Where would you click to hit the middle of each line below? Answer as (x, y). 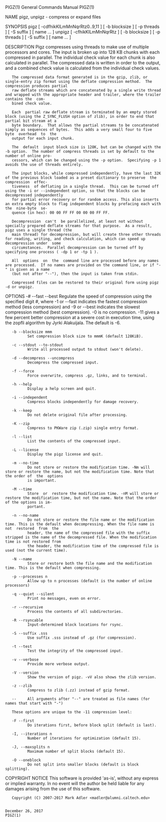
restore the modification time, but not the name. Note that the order (81, 498)
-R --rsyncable (27, 620)
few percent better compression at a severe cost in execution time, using (80, 317)
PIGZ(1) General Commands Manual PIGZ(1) (50, 7)
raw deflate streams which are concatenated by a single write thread (86, 90)
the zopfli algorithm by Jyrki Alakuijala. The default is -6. (63, 323)
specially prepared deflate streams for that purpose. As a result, (79, 226)
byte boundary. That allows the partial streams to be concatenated (85, 125)
